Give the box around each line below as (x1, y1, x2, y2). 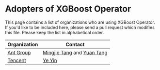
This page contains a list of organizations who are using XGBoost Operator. (5, 19, 155, 25)
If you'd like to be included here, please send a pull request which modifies (5, 24, 155, 30)
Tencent (7, 57, 27, 64)
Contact (65, 41, 85, 48)
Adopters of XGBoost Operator (5, 3, 131, 14)
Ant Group (7, 49, 31, 56)
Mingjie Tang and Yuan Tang (43, 49, 108, 56)
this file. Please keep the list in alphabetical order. (5, 29, 104, 35)
